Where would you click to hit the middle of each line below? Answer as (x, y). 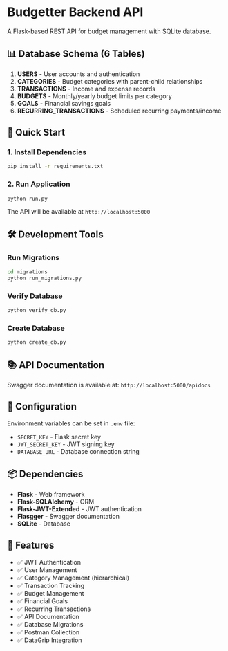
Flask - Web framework (51, 494)
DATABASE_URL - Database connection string (78, 451)
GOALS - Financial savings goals (64, 103)
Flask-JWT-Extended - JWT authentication (79, 508)
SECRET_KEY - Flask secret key (59, 437)
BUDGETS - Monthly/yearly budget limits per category (95, 96)
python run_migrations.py (44, 278)
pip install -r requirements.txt (55, 167)
